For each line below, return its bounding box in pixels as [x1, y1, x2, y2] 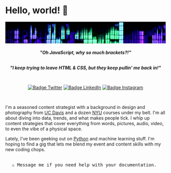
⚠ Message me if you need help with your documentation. [12, 162, 157, 167]
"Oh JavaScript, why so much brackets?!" [40, 49, 131, 55]
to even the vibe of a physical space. [5, 126, 82, 132]
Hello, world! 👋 [5, 5, 69, 16]
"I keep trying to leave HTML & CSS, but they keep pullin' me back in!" [10, 65, 161, 71]
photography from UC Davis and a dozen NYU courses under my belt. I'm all [5, 109, 165, 116]
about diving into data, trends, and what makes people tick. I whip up [5, 114, 150, 121]
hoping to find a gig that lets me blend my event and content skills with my [5, 141, 161, 147]
